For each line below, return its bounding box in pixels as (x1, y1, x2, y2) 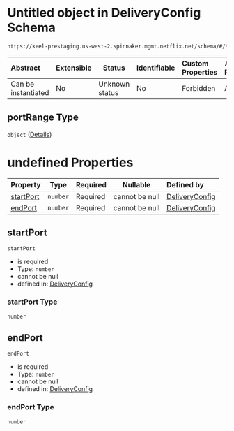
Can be (10, 79, 35, 89)
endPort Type (7, 402, 54, 412)
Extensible (55, 63, 92, 73)
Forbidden (182, 83, 216, 93)
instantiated (10, 87, 49, 97)
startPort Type (7, 297, 58, 307)
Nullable (122, 180, 151, 189)
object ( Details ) (7, 130, 52, 138)
